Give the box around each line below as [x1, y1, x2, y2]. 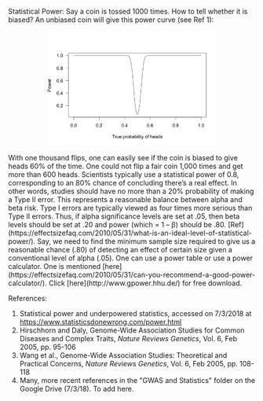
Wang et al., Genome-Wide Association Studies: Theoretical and [19, 351, 228, 360]
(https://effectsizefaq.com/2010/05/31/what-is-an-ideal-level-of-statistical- [8, 228, 253, 238]
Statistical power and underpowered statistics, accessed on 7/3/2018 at [19, 309, 252, 318]
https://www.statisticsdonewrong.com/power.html [19, 318, 182, 327]
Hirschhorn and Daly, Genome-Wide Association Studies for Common [19, 326, 245, 335]
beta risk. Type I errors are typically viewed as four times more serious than [8, 204, 253, 213]
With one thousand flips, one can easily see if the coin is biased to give [8, 153, 238, 163]
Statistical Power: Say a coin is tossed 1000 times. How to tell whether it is [8, 7, 248, 16]
